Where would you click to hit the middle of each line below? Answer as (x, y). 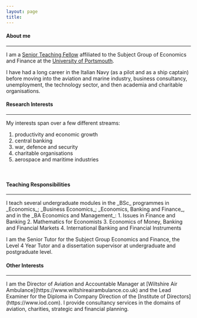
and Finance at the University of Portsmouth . (60, 61)
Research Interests (30, 104)
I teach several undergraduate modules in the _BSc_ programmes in (88, 203)
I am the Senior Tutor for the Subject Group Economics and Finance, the (93, 240)
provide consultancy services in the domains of (123, 303)
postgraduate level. (29, 252)
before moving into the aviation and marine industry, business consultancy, (97, 78)
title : (14, 17)
